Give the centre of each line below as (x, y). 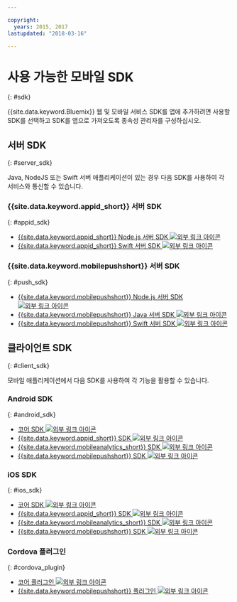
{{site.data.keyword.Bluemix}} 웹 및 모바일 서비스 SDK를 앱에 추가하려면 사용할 (119, 112)
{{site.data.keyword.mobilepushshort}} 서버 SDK (94, 266)
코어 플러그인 (36, 582)
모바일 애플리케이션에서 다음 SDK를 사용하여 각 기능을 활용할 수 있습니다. (108, 380)
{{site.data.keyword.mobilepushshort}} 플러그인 (87, 591)
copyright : (23, 20)
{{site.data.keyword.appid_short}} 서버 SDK (84, 207)
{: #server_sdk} (30, 163)
